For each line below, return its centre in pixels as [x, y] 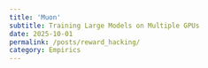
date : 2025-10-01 [41, 34]
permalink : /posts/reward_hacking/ [75, 42]
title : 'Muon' [35, 17]
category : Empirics [45, 50]
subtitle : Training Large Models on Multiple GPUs [104, 26]
